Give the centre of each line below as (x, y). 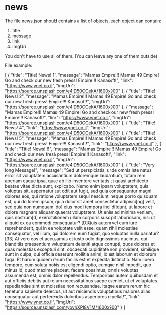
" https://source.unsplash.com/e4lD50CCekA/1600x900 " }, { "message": (79, 107)
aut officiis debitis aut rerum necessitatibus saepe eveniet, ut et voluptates (81, 281)
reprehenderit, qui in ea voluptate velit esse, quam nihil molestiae (72, 228)
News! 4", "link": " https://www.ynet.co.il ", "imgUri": (57, 127)
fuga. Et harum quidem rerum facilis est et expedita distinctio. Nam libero (80, 259)
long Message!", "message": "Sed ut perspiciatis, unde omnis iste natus (79, 170)
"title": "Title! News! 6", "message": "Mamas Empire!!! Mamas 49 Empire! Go (83, 149)
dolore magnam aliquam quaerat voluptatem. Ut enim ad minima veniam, (79, 212)
